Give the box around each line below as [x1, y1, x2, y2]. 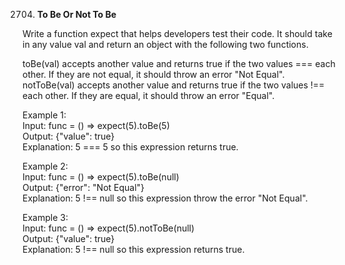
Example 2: [22, 160, 69, 172]
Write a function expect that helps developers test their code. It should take [22, 28, 333, 39]
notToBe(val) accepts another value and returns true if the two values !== [22, 79, 325, 91]
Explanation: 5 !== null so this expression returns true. [22, 244, 245, 255]
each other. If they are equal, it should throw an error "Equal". [22, 90, 275, 101]
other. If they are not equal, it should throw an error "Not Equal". [22, 69, 285, 80]
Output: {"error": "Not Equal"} [22, 182, 145, 193]
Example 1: [22, 109, 67, 121]
